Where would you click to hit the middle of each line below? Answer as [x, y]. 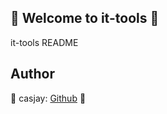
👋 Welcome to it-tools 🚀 [85, 18]
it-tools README [44, 42]
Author [32, 74]
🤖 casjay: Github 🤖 [48, 98]
